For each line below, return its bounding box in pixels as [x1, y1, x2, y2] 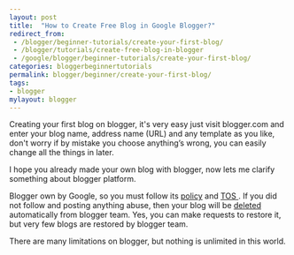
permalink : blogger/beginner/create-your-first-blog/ [9, 71, 213, 79]
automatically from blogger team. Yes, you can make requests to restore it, [9, 209, 282, 221]
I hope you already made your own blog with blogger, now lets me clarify [9, 164, 275, 175]
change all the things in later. [9, 147, 114, 158]
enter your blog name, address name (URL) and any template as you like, [9, 129, 275, 139]
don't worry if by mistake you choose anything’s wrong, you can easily [9, 138, 267, 148]
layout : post [9, 12, 58, 22]
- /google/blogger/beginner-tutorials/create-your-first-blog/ [12, 54, 251, 63]
